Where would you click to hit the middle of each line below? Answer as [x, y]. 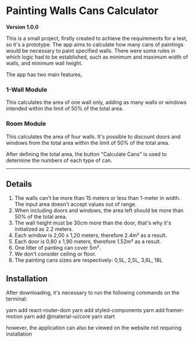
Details [19, 184]
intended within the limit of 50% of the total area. [65, 109]
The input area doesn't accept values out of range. [76, 204]
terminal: [17, 299]
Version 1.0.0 [22, 27]
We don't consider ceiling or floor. [55, 254]
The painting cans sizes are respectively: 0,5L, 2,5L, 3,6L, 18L [88, 260]
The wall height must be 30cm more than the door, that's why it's [93, 223]
